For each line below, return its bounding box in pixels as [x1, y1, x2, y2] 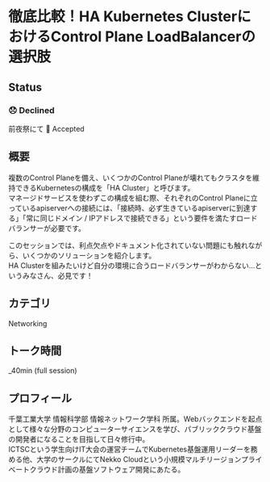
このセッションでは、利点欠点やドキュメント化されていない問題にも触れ [8, 240, 248, 250]
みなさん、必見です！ [22, 270, 93, 280]
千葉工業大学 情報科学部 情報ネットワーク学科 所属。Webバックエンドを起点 [8, 414, 263, 424]
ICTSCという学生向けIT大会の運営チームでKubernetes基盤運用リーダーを [8, 445, 251, 455]
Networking [8, 318, 48, 328]
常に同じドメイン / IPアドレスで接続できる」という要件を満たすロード [25, 213, 258, 223]
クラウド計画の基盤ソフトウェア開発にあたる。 [29, 465, 185, 475]
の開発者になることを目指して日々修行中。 [8, 434, 150, 444]
